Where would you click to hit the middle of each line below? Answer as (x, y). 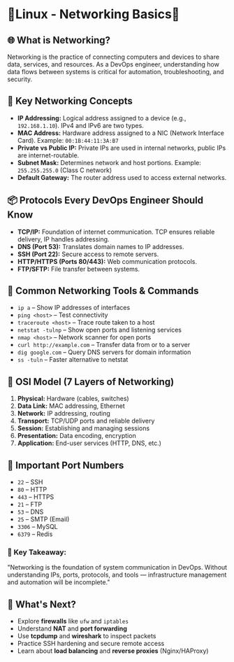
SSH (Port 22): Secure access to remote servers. (88, 254)
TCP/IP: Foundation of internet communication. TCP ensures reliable (116, 232)
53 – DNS (30, 512)
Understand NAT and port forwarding (72, 628)
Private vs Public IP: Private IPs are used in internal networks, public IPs (122, 148)
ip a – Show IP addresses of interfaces (74, 308)
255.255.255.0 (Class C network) (65, 170)
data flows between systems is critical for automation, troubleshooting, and (116, 72)
